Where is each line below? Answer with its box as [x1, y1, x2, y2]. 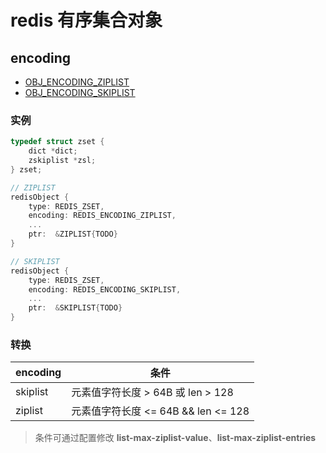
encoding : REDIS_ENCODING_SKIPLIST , [28, 284, 182, 295]
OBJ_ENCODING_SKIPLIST [24, 87, 136, 98]
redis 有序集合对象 [10, 9, 163, 32]
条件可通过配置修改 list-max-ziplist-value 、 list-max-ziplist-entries [34, 432, 317, 444]
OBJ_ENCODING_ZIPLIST [24, 76, 130, 88]
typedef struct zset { [10, 137, 105, 147]
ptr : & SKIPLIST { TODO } [28, 303, 123, 313]
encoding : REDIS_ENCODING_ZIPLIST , [28, 211, 177, 221]
